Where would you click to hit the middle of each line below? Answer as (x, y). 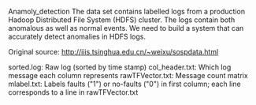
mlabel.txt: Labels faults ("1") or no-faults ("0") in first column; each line (125, 84)
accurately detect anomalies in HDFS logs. (77, 36)
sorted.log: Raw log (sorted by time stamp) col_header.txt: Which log (120, 67)
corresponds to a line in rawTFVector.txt (73, 92)
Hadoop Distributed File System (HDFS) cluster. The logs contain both (122, 20)
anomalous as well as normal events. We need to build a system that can (126, 28)
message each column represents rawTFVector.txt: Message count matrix (128, 75)
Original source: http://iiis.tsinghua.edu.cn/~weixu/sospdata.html (113, 52)
